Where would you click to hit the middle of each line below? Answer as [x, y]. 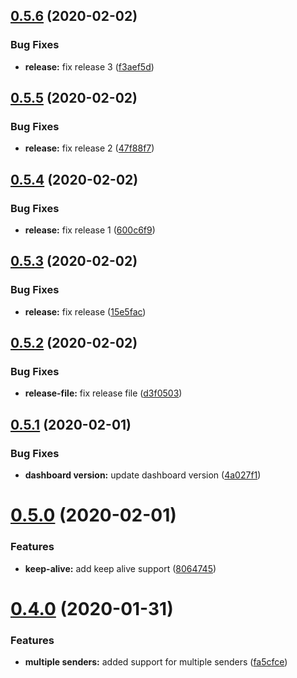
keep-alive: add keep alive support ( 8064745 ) [120, 568]
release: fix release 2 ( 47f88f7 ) [89, 148]
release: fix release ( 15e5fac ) [85, 311]
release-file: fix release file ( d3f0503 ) [103, 393]
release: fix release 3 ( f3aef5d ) [89, 66]
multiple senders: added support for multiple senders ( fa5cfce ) [156, 662]
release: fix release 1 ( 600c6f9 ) [90, 230]
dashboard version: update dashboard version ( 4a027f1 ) [143, 475]
